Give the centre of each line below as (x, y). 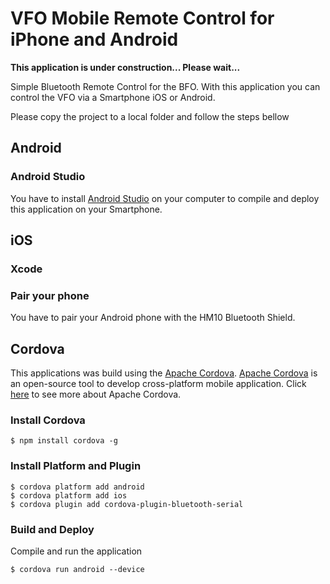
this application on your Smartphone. (86, 209)
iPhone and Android (94, 39)
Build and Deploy (52, 529)
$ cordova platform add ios (69, 495)
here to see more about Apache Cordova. (96, 394)
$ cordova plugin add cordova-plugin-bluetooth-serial (127, 504)
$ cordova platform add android (77, 487)
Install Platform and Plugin (76, 466)
